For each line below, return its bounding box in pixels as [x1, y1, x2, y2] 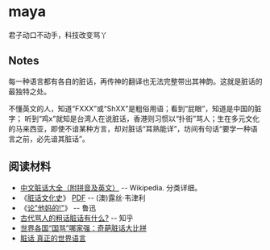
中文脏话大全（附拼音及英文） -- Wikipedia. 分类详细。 [19, 182, 202, 192]
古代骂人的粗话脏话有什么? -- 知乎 [19, 213, 134, 223]
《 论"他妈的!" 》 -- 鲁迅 [19, 202, 97, 212]
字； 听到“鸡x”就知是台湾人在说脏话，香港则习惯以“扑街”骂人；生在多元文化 [8, 114, 260, 123]
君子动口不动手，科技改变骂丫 [8, 30, 107, 40]
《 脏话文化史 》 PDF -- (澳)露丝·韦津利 [19, 193, 147, 202]
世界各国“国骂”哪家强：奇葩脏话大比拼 [19, 223, 147, 232]
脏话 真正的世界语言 [19, 233, 86, 243]
